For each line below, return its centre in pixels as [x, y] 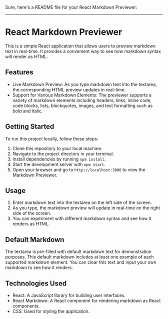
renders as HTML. [31, 224]
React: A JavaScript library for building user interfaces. [69, 295]
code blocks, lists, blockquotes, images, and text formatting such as [82, 105]
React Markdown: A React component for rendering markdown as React [86, 300]
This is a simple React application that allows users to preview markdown [80, 46]
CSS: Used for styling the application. [51, 311]
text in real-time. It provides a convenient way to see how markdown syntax [83, 51]
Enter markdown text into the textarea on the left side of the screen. [82, 202]
